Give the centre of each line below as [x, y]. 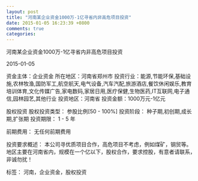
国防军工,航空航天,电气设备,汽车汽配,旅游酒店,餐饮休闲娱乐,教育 [114, 84]
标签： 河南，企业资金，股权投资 [46, 172]
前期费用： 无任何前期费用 [38, 132]
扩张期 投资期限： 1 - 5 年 [44, 119]
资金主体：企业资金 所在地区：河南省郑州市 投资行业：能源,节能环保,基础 [96, 76]
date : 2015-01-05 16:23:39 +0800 [48, 23]
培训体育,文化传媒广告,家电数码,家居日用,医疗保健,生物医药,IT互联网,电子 [95, 91]
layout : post [22, 12]
